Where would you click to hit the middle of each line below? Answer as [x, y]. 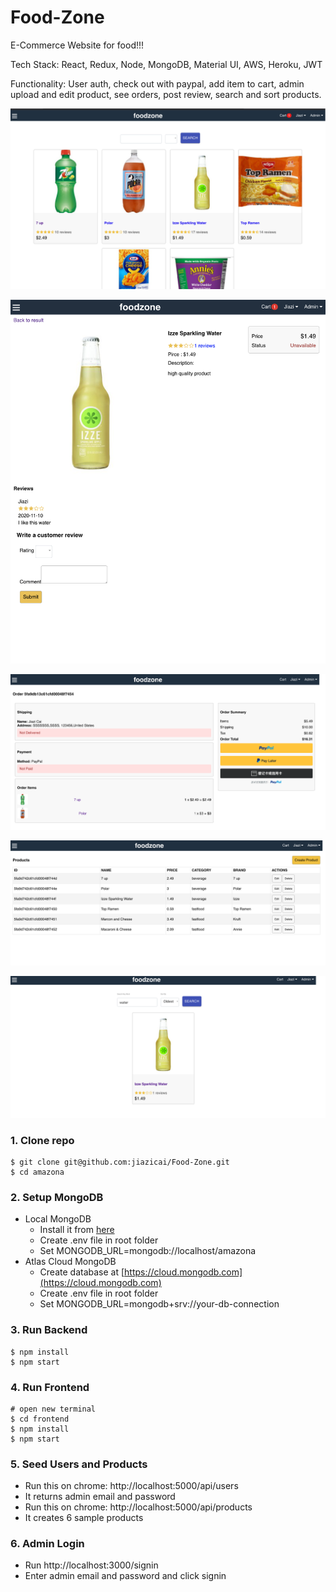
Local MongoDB [58, 1219]
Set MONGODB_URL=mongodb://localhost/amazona [148, 1251]
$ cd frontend [40, 1419]
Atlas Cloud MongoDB [70, 1262]
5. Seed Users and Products [79, 1464]
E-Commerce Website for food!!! [77, 45]
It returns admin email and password [100, 1497]
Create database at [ [82, 1272]
